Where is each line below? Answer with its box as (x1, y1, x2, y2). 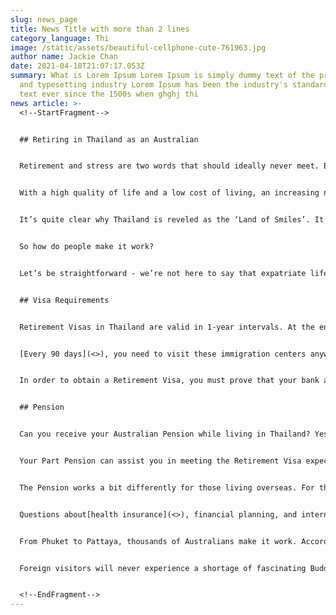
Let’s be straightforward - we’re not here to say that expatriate (19, 268, 307, 278)
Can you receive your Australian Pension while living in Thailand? (19, 429, 311, 440)
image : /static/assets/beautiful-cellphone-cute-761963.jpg (10, 42, 267, 53)
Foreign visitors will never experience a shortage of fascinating (19, 563, 307, 573)
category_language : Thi (10, 33, 110, 43)
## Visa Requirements (19, 295, 110, 305)
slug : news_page (10, 14, 78, 25)
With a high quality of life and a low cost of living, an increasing (19, 188, 320, 198)
